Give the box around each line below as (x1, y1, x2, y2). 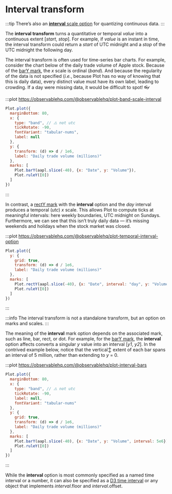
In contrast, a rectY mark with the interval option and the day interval (5, 201, 152, 207)
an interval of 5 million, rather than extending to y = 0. (5, 352, 119, 358)
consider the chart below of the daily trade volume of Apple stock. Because (5, 62, 165, 68)
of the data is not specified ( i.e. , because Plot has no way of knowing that (5, 73, 160, 79)
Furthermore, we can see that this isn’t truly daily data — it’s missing (5, 218, 149, 224)
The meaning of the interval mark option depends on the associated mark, (5, 330, 163, 336)
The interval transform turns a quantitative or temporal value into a (5, 30, 147, 36)
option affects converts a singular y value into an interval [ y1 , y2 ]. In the (5, 341, 156, 348)
